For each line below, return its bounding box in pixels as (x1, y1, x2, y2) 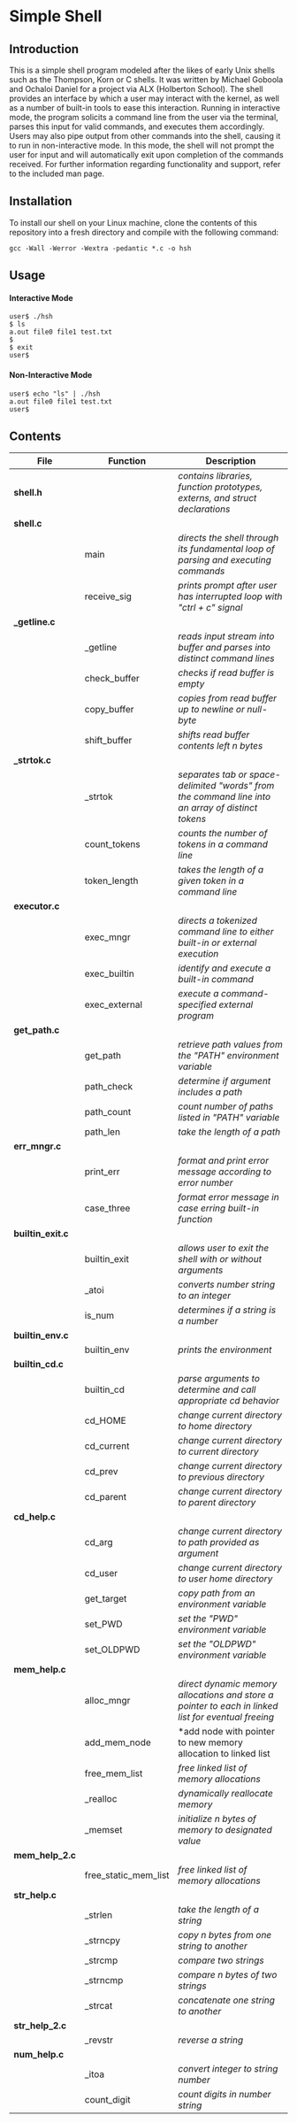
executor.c (13, 900, 60, 912)
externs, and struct (178, 492, 257, 504)
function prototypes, (178, 481, 263, 493)
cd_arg (84, 1536, 113, 1549)
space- (248, 768, 281, 781)
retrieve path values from (178, 1038, 283, 1050)
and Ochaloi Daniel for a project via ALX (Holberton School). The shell (9, 84, 263, 94)
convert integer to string (178, 2063, 278, 2075)
